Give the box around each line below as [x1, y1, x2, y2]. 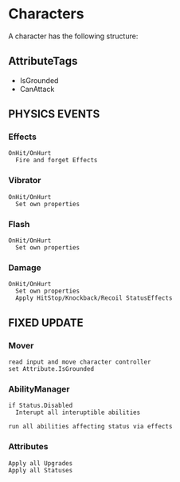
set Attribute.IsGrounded [8, 365, 94, 373]
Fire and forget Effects [15, 157, 98, 165]
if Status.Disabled [8, 401, 73, 410]
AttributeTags [8, 54, 78, 68]
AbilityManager [8, 383, 70, 394]
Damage [8, 261, 41, 273]
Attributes [8, 441, 49, 452]
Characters [8, 5, 84, 23]
